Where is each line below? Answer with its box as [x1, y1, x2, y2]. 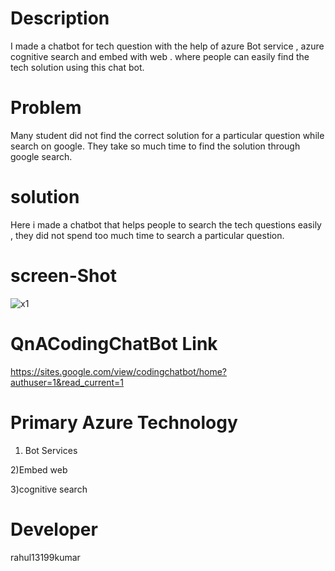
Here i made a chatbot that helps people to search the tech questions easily [10, 218, 322, 231]
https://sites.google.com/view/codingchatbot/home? [10, 365, 228, 377]
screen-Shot [10, 265, 117, 287]
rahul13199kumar [10, 551, 81, 563]
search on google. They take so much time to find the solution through [10, 140, 301, 152]
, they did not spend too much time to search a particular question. [10, 229, 285, 241]
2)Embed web [10, 463, 68, 476]
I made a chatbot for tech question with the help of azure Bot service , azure [10, 40, 325, 52]
